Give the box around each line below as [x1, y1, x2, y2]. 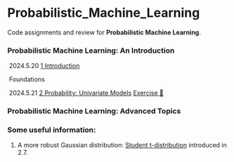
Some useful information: [7, 125, 96, 135]
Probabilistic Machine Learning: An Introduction [7, 46, 175, 55]
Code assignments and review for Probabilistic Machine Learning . [7, 28, 202, 36]
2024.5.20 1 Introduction [8, 62, 80, 70]
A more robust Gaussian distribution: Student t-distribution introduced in [17, 141, 227, 149]
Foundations [8, 75, 46, 83]
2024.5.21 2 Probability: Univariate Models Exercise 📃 [8, 89, 164, 97]
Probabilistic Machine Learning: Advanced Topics [7, 107, 181, 116]
